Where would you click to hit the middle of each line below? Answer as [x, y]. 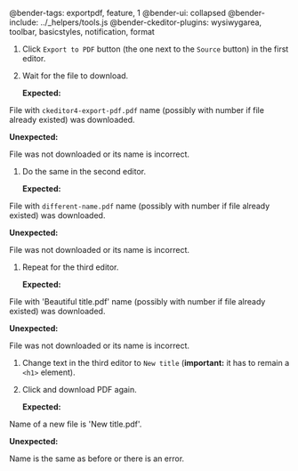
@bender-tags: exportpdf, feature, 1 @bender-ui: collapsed [118, 13]
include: [24, 22]
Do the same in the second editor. [84, 171]
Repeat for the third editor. [70, 267]
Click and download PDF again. [80, 390]
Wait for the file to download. [75, 76]
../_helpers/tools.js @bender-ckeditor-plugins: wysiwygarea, [151, 22]
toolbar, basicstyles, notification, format [82, 32]
